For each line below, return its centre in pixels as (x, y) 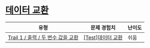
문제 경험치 (103, 27)
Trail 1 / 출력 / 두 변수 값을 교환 (43, 37)
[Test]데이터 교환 (103, 37)
